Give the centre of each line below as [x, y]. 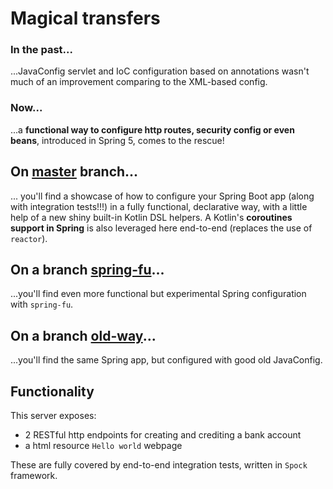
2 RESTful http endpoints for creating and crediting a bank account [163, 435]
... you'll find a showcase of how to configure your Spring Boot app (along [162, 196]
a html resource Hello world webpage [103, 446]
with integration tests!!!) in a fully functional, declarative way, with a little [159, 206]
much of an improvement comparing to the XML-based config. [139, 82]
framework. [34, 476]
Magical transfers [85, 18]
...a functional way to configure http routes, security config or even [152, 129]
